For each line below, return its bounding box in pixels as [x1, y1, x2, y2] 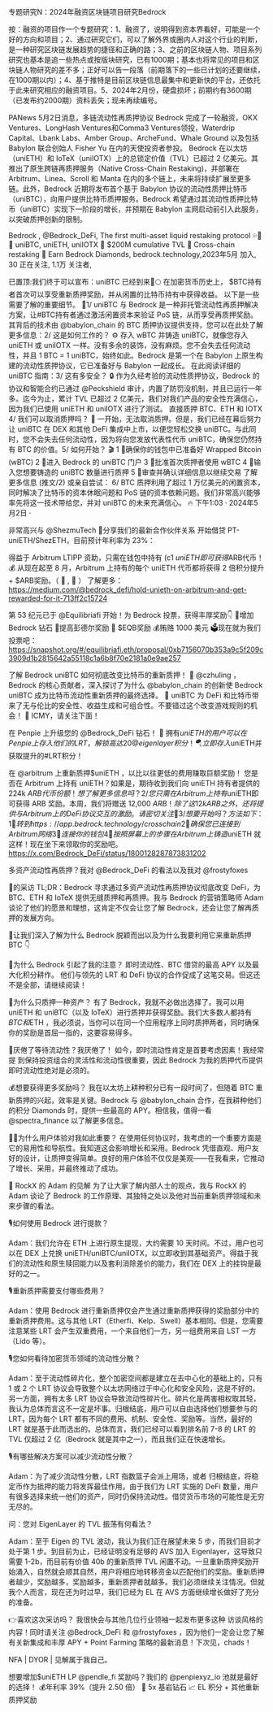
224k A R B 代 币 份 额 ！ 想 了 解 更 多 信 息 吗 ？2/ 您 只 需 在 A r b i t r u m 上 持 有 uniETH [8, 789, 252, 798]
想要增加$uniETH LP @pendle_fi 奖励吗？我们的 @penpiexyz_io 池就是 [8, 1672, 245, 1681]
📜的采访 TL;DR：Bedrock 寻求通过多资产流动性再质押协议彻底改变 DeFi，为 [8, 883, 262, 892]
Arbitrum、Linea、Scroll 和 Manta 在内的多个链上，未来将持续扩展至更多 [8, 174, 252, 183]
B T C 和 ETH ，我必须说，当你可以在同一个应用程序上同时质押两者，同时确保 [8, 1018, 260, 1027]
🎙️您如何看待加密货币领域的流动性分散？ [8, 1354, 141, 1363]
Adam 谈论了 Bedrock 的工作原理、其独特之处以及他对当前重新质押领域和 [8, 1191, 254, 1201]
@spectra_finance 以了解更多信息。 [8, 1116, 128, 1125]
